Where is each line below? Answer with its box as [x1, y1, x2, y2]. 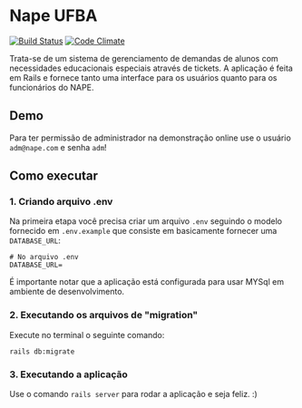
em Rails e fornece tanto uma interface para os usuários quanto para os [9, 72, 278, 83]
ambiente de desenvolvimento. [9, 287, 125, 297]
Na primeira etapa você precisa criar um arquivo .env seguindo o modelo [9, 216, 283, 227]
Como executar [9, 169, 98, 184]
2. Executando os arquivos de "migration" [9, 309, 199, 322]
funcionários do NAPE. [9, 82, 94, 92]
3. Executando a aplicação [9, 368, 129, 381]
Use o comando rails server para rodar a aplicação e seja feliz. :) [9, 389, 258, 400]
